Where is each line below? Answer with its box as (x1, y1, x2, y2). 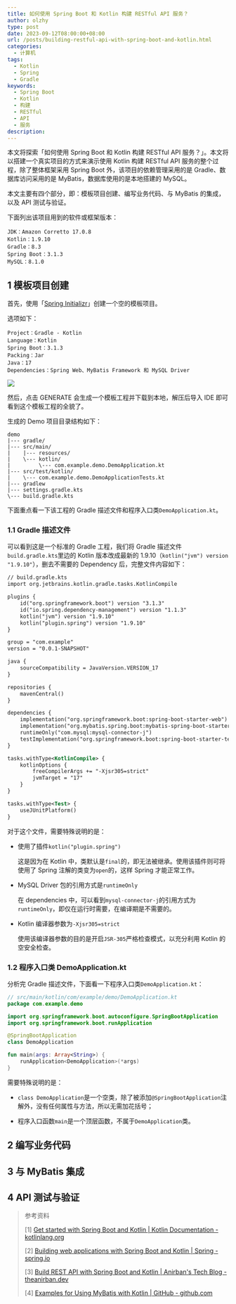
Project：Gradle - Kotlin (7, 330, 82, 337)
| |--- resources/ (7, 449, 71, 457)
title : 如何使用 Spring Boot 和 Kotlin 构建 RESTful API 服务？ (7, 10, 189, 18)
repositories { (7, 684, 52, 691)
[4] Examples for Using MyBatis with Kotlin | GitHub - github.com (24, 1289, 213, 1298)
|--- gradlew (7, 480, 46, 487)
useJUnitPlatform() (20, 807, 77, 814)
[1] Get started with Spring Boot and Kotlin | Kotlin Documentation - (24, 1225, 219, 1234)
